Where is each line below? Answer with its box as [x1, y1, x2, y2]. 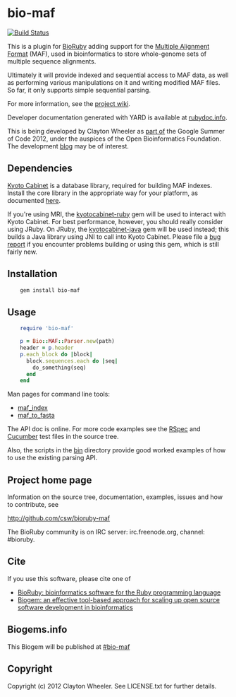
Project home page [7, 474, 92, 486]
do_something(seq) [32, 364, 87, 371]
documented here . [7, 196, 61, 204]
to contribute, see [7, 500, 58, 509]
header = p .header [20, 344, 74, 351]
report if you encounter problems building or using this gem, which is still [7, 240, 220, 248]
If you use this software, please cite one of [7, 574, 132, 582]
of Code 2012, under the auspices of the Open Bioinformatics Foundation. [7, 134, 222, 143]
